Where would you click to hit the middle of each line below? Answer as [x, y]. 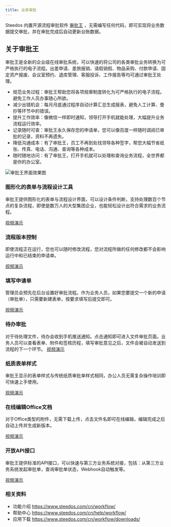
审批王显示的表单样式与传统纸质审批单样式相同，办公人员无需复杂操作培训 [83, 375]
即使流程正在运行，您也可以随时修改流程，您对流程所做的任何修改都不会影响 [85, 249]
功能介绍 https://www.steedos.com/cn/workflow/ [64, 506]
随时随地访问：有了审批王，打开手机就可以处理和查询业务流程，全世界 [86, 156]
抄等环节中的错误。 [33, 111]
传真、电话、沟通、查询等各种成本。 [60, 149]
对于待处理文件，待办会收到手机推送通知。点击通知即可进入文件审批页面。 [83, 336]
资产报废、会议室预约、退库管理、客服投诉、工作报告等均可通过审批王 [83, 75]
